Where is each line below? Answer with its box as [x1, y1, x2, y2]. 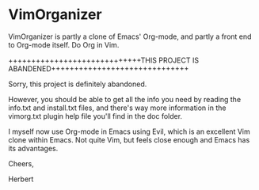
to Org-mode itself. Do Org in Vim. [8, 40, 120, 49]
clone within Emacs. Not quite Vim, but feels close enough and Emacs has [8, 135, 250, 144]
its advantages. [8, 143, 59, 153]
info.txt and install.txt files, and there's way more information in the [8, 103, 227, 112]
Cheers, [8, 158, 34, 168]
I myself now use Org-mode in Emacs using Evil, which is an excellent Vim [8, 127, 251, 136]
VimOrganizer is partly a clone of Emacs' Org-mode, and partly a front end [8, 32, 252, 41]
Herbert [8, 174, 34, 184]
